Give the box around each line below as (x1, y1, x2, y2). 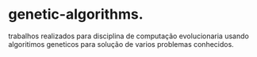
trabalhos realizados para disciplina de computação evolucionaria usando (8, 31, 250, 41)
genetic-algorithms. (8, 5, 144, 23)
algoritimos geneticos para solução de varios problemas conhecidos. (8, 39, 234, 48)
